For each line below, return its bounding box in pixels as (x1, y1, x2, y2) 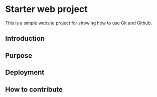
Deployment (5, 68, 45, 77)
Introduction (5, 34, 45, 43)
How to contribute (5, 85, 63, 94)
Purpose (5, 51, 33, 60)
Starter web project (5, 3, 88, 15)
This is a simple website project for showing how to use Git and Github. (5, 20, 152, 26)
